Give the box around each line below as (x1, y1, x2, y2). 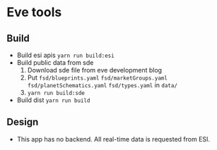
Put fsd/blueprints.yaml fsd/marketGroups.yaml (27, 73, 168, 82)
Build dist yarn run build (16, 96, 90, 104)
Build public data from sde (16, 58, 94, 67)
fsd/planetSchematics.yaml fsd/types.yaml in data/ (27, 81, 178, 89)
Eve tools (6, 4, 62, 20)
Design (6, 116, 39, 128)
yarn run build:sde (27, 89, 86, 96)
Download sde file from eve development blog (27, 66, 163, 74)
